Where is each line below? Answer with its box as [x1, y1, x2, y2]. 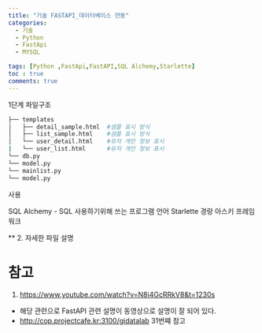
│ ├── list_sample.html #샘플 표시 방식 [8, 130, 150, 138]
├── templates [8, 115, 55, 123]
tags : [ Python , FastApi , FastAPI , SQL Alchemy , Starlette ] [8, 62, 195, 71]
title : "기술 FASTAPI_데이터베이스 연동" [8, 11, 130, 20]
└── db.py [8, 152, 41, 160]
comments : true [8, 77, 58, 85]
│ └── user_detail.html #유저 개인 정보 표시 [8, 137, 164, 146]
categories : [8, 19, 47, 27]
